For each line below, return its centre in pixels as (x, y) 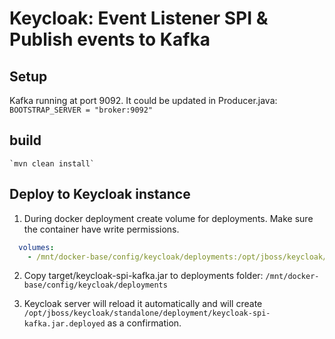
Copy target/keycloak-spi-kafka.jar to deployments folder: (143, 276)
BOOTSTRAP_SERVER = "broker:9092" (81, 110)
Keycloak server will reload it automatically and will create (143, 304)
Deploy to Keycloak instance (100, 194)
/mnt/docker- (292, 277)
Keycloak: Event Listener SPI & (139, 18)
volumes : (36, 247)
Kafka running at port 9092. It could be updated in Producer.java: (143, 100)
